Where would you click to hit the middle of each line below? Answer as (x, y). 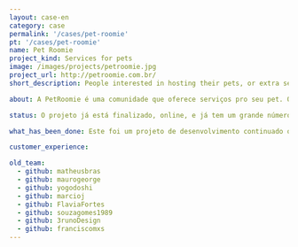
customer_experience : (49, 147)
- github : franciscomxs (61, 229)
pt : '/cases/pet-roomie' (55, 42)
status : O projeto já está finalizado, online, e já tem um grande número (150, 115)
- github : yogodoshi (55, 188)
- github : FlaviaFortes (61, 205)
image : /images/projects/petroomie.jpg (83, 67)
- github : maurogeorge (59, 180)
